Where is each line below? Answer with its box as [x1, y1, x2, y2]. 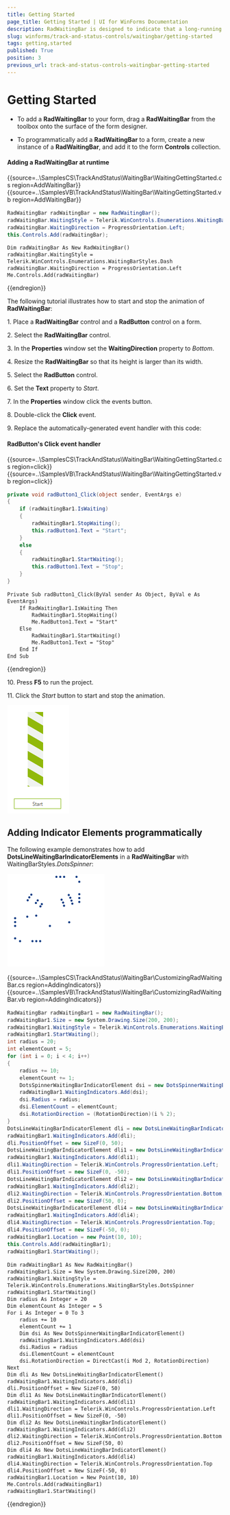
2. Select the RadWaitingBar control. [7, 331, 112, 339]
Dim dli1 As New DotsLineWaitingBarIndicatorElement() [7, 1392, 167, 1398]
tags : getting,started [7, 40, 72, 47]
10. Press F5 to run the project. [7, 678, 94, 686]
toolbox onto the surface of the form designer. [16, 122, 148, 130]
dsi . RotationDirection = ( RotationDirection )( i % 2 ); [19, 1111, 176, 1118]
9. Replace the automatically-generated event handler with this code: [7, 424, 202, 432]
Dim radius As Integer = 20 [7, 1296, 88, 1302]
